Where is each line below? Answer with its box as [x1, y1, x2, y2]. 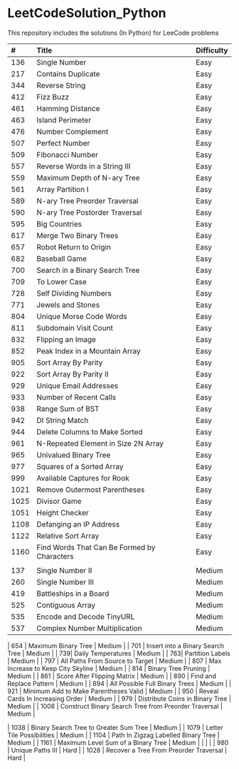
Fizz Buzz [36, 92, 70, 102]
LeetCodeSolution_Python [7, 5, 166, 21]
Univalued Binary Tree [36, 450, 111, 460]
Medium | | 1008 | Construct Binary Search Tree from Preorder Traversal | [7, 701, 223, 710]
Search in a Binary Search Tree [36, 265, 140, 275]
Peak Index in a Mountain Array [36, 346, 141, 356]
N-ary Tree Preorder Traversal [36, 195, 139, 205]
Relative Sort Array [36, 531, 100, 541]
